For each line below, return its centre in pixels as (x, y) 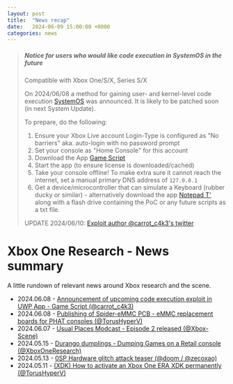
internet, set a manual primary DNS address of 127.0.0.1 (116, 180)
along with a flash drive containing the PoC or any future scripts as (130, 202)
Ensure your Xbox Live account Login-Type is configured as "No (127, 136)
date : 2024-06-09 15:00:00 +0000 (59, 26)
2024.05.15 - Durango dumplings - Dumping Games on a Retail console (119, 344)
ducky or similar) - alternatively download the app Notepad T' (123, 195)
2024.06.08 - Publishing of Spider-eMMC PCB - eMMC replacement (115, 314)
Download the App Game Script (80, 158)
